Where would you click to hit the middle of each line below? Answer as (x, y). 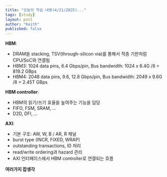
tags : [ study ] (20, 15)
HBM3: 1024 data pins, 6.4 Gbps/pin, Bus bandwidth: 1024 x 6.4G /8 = (86, 66)
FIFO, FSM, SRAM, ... (34, 108)
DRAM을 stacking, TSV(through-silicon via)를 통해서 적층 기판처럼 (80, 54)
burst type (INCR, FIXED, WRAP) (46, 140)
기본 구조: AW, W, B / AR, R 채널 (45, 134)
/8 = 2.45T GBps (30, 82)
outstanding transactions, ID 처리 (47, 146)
